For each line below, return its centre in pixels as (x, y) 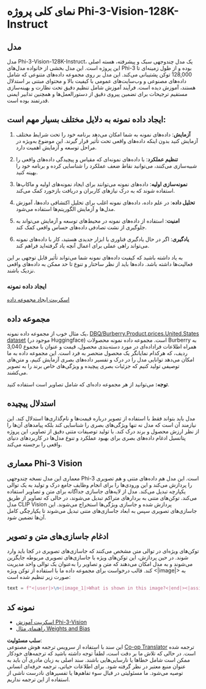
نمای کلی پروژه (41, 11)
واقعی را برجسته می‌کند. (35, 444)
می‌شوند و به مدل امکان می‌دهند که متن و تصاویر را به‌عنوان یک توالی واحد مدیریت (100, 564)
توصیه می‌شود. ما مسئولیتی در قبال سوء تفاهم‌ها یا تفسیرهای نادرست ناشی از (95, 673)
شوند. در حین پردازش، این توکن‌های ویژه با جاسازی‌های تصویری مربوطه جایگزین (98, 558)
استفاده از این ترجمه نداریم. (39, 679)
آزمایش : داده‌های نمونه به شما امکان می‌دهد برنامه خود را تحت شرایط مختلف (103, 134)
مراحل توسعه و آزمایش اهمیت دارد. (56, 147)
